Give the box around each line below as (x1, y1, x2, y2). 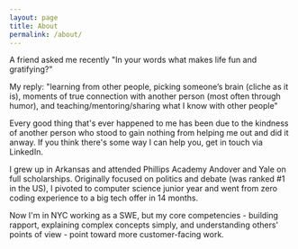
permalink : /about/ (9, 30, 83, 39)
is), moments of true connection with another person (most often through (9, 91, 281, 102)
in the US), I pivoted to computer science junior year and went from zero (9, 183, 277, 194)
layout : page (9, 13, 59, 22)
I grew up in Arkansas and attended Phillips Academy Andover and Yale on (9, 164, 286, 175)
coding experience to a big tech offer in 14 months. (9, 192, 199, 203)
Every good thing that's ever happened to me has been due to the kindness (9, 118, 289, 129)
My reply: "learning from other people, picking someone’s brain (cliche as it (9, 82, 289, 93)
